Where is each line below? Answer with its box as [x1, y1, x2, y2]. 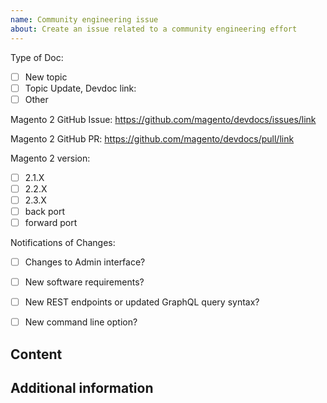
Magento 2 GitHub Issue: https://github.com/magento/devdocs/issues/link [10, 113, 317, 125]
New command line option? [24, 316, 138, 328]
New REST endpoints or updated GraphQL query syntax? [24, 296, 260, 308]
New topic [24, 71, 68, 83]
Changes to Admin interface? [24, 256, 146, 268]
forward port [24, 216, 78, 228]
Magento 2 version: [10, 152, 91, 164]
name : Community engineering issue [10, 14, 159, 25]
